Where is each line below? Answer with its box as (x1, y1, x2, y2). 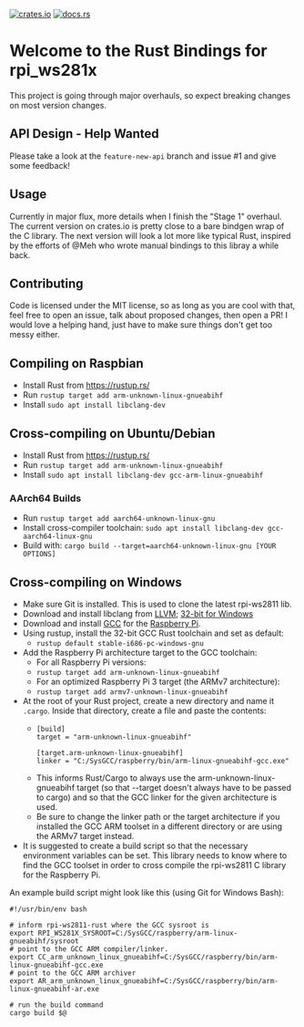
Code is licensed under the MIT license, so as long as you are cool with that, (9, 300, 296, 311)
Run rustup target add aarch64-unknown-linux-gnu (22, 513, 216, 524)
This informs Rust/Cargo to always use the (35, 773, 197, 783)
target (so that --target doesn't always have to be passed (76, 783, 292, 794)
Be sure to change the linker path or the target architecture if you (35, 812, 280, 823)
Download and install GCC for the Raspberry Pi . (22, 618, 201, 629)
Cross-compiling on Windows (9, 575, 182, 590)
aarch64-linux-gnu (22, 532, 93, 542)
